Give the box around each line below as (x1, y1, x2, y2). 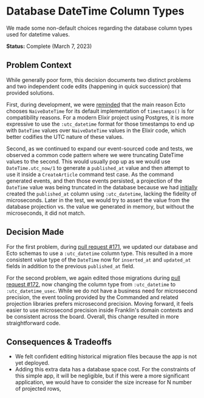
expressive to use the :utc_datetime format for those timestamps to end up (6, 120, 195, 127)
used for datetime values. (6, 30, 70, 38)
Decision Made (6, 227, 64, 237)
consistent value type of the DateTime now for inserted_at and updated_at (6, 256, 191, 263)
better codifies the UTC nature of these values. (6, 133, 124, 140)
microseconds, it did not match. (6, 209, 86, 217)
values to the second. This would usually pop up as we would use (6, 158, 171, 165)
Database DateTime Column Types (6, 4, 185, 18)
